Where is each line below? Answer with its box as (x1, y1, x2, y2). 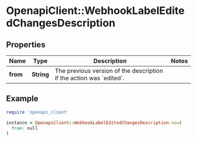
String (31, 70, 49, 78)
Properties (6, 40, 46, 50)
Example (6, 94, 39, 104)
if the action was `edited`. (55, 74, 125, 82)
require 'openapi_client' (6, 109, 69, 115)
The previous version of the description (55, 67, 164, 75)
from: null (11, 125, 38, 131)
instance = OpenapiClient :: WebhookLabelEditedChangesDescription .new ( (6, 119, 182, 126)
